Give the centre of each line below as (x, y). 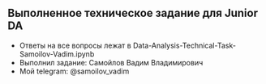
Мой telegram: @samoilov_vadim (74, 71)
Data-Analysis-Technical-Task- (184, 45)
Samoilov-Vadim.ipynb (57, 54)
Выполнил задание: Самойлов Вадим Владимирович (111, 62)
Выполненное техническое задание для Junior (133, 13)
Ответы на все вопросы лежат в (75, 45)
